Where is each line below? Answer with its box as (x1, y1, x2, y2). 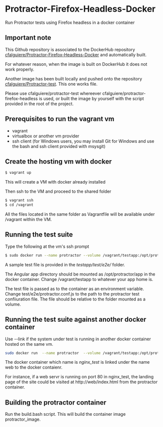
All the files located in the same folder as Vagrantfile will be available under (5, 211, 155, 217)
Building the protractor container (5, 398, 107, 407)
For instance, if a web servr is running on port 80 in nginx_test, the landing (5, 374, 154, 380)
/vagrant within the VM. (5, 217, 52, 222)
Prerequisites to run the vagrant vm (5, 115, 114, 123)
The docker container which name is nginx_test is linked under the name (5, 359, 150, 365)
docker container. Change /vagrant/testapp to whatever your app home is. (5, 276, 154, 282)
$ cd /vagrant (5, 203, 34, 207)
